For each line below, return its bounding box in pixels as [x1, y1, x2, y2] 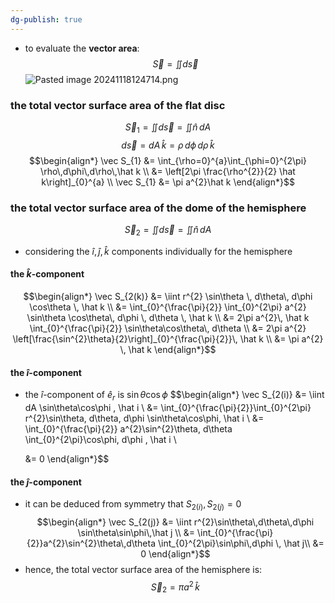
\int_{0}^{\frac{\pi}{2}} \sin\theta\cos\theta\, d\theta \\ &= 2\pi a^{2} [29, 322, 307, 335]
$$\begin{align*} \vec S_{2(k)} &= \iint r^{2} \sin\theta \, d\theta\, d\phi [23, 291, 313, 303]
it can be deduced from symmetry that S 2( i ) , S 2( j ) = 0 [24, 498, 242, 513]
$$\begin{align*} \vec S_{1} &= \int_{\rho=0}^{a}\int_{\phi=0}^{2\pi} [28, 154, 308, 166]
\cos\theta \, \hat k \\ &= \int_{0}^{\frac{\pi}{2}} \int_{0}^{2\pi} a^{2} [29, 301, 307, 313]
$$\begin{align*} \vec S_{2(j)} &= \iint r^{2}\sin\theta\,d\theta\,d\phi [36, 516, 315, 528]
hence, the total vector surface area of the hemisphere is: [24, 564, 263, 576]
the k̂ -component [10, 268, 85, 280]
